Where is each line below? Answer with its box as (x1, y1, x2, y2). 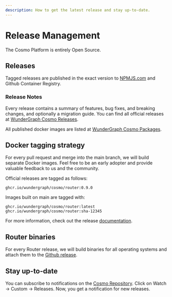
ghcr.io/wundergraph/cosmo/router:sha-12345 (5, 209, 102, 214)
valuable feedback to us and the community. (5, 165, 100, 172)
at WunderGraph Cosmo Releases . (5, 116, 79, 122)
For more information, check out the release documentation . (5, 218, 132, 224)
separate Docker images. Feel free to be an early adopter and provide (5, 160, 153, 166)
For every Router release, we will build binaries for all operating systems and (5, 246, 167, 252)
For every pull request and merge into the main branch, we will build (5, 155, 149, 161)
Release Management (5, 29, 100, 41)
